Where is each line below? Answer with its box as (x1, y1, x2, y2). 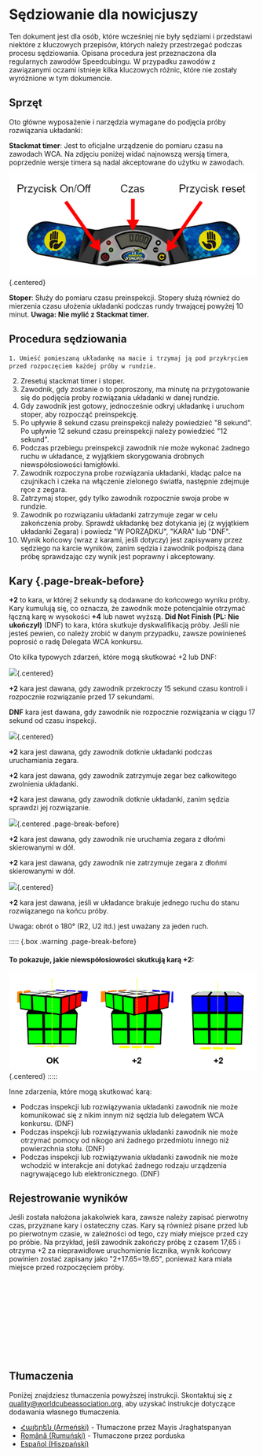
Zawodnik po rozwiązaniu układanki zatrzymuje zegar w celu (20, 509, 218, 519)
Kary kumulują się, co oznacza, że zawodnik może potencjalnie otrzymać (9, 604, 246, 613)
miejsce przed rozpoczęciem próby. (9, 1262, 125, 1273)
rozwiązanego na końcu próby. (9, 906, 109, 916)
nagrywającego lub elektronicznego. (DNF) (20, 1169, 160, 1178)
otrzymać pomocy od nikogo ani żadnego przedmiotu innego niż (20, 1136, 230, 1145)
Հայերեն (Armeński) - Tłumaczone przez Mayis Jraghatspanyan (20, 1422, 232, 1432)
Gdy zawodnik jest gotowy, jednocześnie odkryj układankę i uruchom (20, 401, 245, 410)
